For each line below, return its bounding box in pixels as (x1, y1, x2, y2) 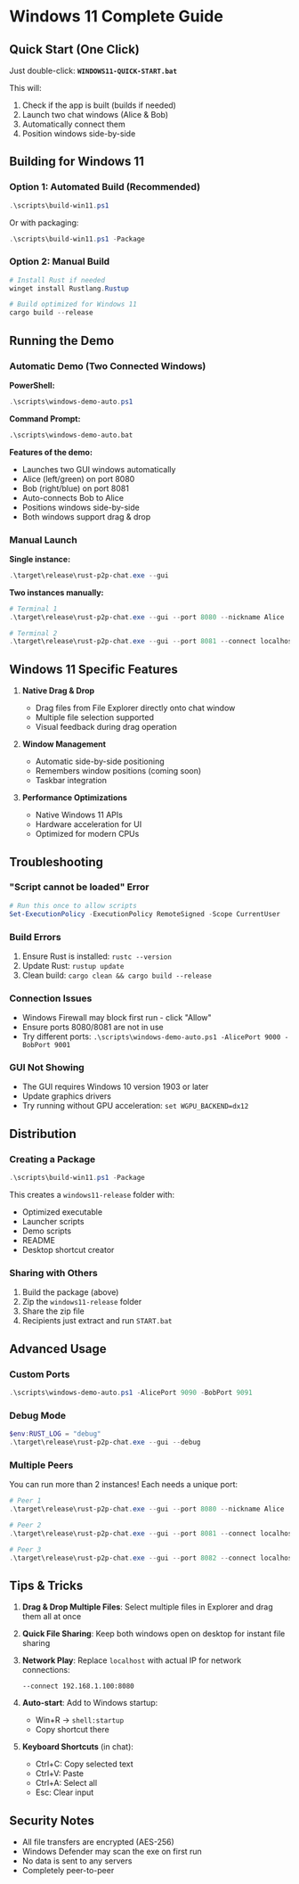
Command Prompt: (9, 413, 81, 424)
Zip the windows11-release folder (21, 1297, 142, 1307)
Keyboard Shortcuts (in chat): (21, 1741, 133, 1752)
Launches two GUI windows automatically (21, 463, 176, 474)
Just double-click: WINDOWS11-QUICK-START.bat (9, 65, 178, 76)
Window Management (21, 739, 107, 750)
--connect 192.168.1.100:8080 (21, 1682, 135, 1691)
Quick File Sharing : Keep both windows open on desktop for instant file (21, 1628, 286, 1639)
